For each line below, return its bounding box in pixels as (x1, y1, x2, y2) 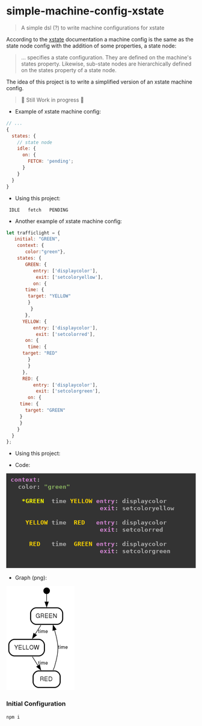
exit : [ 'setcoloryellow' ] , (35, 274, 103, 280)
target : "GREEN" (25, 407, 66, 413)
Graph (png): (14, 574, 47, 581)
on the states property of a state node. (20, 66, 117, 73)
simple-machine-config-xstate (6, 4, 164, 18)
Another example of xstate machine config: (14, 218, 122, 225)
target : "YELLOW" (28, 293, 71, 299)
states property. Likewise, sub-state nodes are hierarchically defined (20, 60, 192, 67)
